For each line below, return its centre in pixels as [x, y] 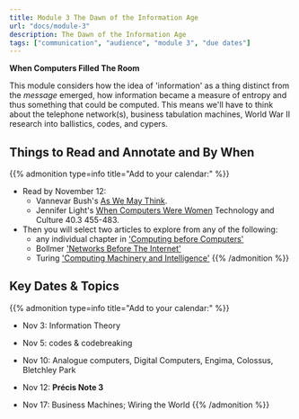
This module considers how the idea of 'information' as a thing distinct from [149, 85]
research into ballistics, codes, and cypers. [89, 124]
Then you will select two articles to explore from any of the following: [150, 229]
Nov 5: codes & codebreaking [77, 343]
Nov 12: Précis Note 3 [63, 387]
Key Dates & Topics [64, 286]
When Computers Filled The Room [75, 68]
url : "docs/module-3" [50, 26]
